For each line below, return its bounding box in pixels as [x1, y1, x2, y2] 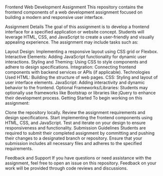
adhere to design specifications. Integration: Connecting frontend [5, 64, 136, 70]
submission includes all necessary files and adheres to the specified [5, 141, 142, 146]
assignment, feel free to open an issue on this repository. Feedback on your [5, 160, 157, 166]
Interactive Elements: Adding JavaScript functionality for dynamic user [5, 54, 147, 60]
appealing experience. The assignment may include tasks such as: [5, 39, 139, 45]
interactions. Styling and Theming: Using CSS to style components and [5, 59, 147, 64]
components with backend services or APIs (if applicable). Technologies [5, 69, 150, 75]
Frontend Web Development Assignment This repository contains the [5, 4, 144, 10]
